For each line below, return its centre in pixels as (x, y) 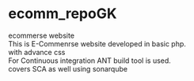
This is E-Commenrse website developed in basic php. (97, 43)
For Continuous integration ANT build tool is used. (90, 61)
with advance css (37, 52)
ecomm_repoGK (63, 14)
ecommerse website (42, 35)
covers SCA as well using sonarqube (68, 68)
